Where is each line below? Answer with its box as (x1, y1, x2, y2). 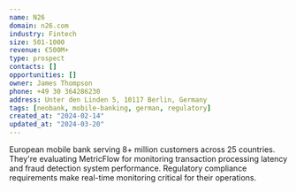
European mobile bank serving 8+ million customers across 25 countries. (9, 144, 276, 155)
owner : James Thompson (9, 79, 93, 88)
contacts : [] (9, 63, 57, 72)
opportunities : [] (9, 71, 77, 80)
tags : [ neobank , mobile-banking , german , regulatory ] (9, 104, 212, 112)
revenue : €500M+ (9, 46, 69, 55)
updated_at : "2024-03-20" (9, 120, 104, 129)
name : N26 (9, 12, 46, 22)
